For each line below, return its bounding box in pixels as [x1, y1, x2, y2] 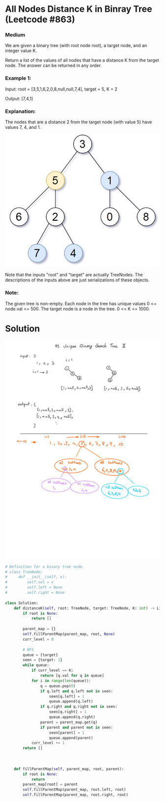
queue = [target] [23, 653, 58, 657]
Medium [5, 31, 26, 38]
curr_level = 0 [23, 637, 54, 642]
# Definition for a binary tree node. [5, 564, 84, 569]
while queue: [23, 663, 50, 668]
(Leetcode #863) [5, 14, 75, 25]
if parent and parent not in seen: [40, 725, 113, 730]
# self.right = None [5, 590, 65, 595]
